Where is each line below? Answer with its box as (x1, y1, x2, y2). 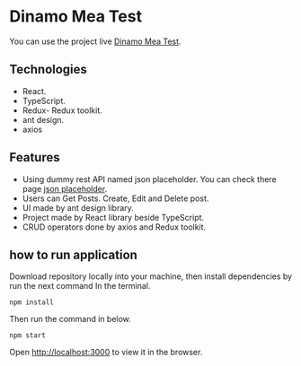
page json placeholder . (22, 183, 108, 194)
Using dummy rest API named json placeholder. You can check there (22, 173, 277, 185)
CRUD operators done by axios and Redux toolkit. (22, 222, 207, 232)
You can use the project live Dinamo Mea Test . (9, 36, 181, 47)
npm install (9, 298, 54, 307)
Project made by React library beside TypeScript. (22, 212, 205, 222)
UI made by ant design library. (22, 202, 135, 213)
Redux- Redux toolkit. (22, 105, 103, 116)
